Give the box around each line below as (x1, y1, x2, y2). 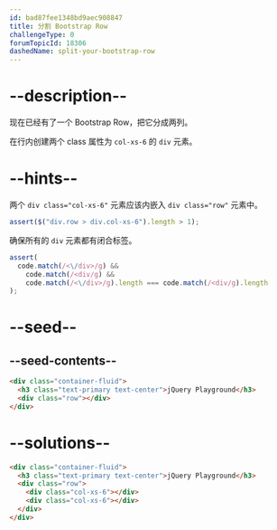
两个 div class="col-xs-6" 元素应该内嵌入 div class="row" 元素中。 (9, 200, 263, 210)
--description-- (9, 86, 128, 107)
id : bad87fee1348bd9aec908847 (9, 13, 124, 23)
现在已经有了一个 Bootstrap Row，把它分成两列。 (9, 117, 193, 128)
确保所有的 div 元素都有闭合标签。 (9, 234, 137, 245)
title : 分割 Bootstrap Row (9, 22, 108, 31)
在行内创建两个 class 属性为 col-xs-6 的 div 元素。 (9, 137, 198, 147)
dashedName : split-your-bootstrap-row (9, 47, 155, 56)
